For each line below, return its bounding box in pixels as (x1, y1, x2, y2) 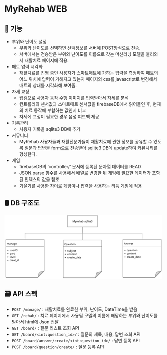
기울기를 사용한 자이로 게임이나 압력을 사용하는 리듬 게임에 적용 (19, 183, 142, 189)
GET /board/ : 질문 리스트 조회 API (11, 325, 79, 331)
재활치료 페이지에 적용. (24, 57, 69, 63)
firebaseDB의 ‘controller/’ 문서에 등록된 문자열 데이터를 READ (19, 164, 141, 169)
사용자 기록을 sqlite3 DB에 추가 (19, 126, 81, 132)
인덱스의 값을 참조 (24, 176, 60, 182)
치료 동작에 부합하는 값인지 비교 (24, 107, 86, 113)
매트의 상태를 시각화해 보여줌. (19, 82, 77, 88)
